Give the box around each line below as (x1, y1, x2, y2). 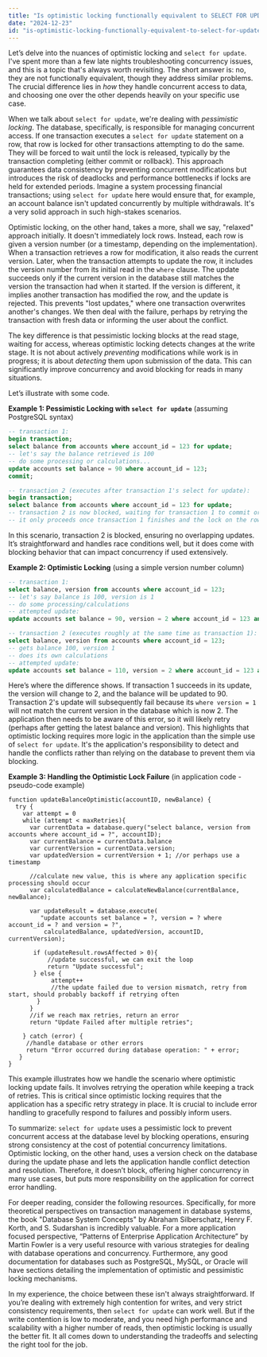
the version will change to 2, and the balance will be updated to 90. (8, 689, 228, 699)
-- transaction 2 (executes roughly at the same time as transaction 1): (8, 630, 258, 638)
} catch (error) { (22, 1033, 83, 1041)
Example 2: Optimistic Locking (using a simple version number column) (8, 562, 245, 572)
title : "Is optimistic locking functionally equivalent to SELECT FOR (8, 11, 247, 20)
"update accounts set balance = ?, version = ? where (40, 914, 222, 922)
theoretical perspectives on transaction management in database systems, (8, 1206, 253, 1216)
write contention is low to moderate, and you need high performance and (8, 1315, 248, 1324)
